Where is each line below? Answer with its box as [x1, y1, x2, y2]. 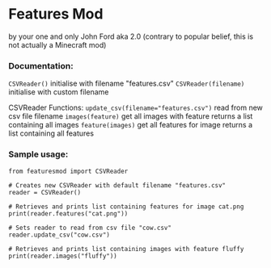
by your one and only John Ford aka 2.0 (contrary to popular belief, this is [8, 31, 253, 41]
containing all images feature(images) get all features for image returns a [8, 120, 253, 130]
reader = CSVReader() [8, 188, 82, 196]
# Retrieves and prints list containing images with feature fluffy [8, 245, 244, 253]
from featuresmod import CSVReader [8, 167, 129, 175]
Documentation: [8, 60, 74, 71]
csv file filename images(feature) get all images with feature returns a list [8, 111, 253, 121]
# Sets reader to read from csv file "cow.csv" [8, 224, 172, 232]
